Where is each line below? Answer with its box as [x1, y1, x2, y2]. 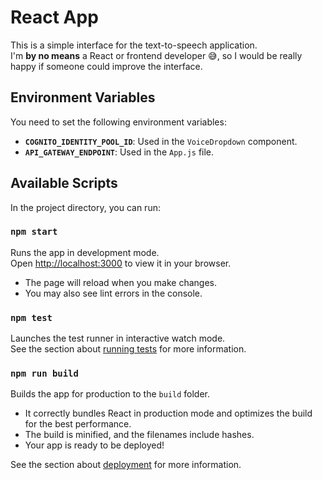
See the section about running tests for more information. [10, 343, 247, 355]
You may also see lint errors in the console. [24, 287, 203, 299]
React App [10, 6, 99, 29]
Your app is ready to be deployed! [24, 439, 165, 451]
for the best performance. [24, 418, 132, 430]
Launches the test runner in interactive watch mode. [10, 332, 226, 345]
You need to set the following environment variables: [10, 116, 227, 128]
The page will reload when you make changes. [24, 276, 218, 288]
